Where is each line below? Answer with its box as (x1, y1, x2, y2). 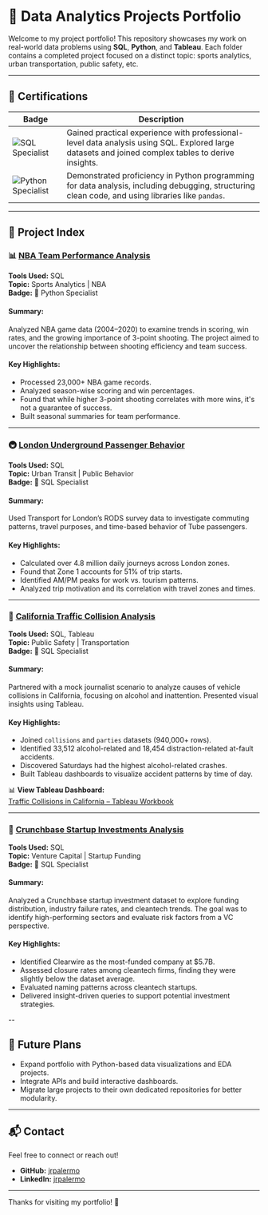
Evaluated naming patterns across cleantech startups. (19, 982, 198, 992)
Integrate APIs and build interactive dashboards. (19, 1076, 179, 1086)
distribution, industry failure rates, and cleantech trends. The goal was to (8, 903, 247, 914)
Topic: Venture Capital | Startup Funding (8, 850, 141, 860)
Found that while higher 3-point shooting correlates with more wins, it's (19, 394, 255, 404)
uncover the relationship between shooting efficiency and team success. (8, 341, 247, 351)
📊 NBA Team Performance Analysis (8, 250, 151, 261)
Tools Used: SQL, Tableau (8, 629, 95, 639)
